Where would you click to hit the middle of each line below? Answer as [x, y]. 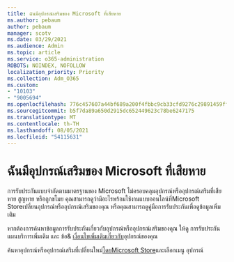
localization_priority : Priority [56, 72]
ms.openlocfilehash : [37, 105]
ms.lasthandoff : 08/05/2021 [48, 130]
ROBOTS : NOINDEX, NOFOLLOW [46, 65]
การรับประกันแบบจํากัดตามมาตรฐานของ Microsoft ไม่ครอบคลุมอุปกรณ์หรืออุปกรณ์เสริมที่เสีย [115, 191]
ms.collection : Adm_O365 [43, 78]
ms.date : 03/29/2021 [37, 40]
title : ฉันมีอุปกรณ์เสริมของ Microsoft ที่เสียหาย [64, 14]
